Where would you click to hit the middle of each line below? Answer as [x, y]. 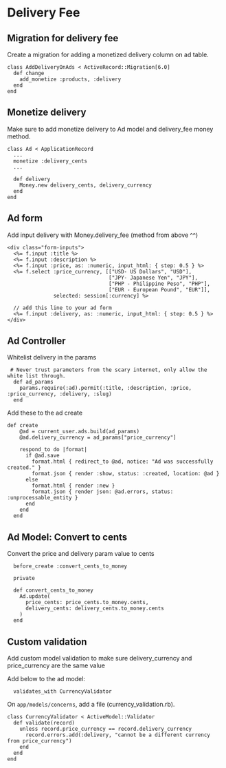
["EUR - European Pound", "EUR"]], [160, 290]
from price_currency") [39, 741]
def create [23, 426]
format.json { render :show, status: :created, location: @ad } [126, 474]
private [24, 579]
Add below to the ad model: [46, 679]
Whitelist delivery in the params [52, 357]
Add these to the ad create [45, 413]
